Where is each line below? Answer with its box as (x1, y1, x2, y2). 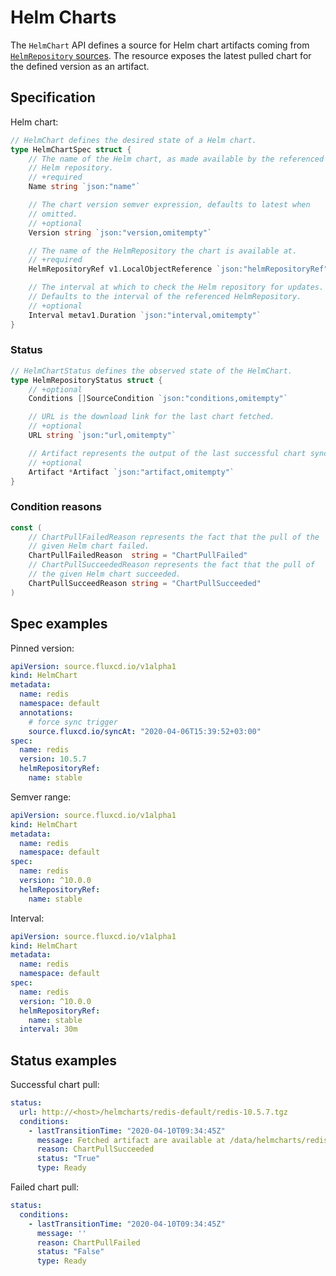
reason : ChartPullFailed (36, 1237, 141, 1248)
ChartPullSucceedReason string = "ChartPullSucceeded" (28, 578, 262, 588)
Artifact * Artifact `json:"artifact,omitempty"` (28, 467, 235, 477)
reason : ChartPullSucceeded (36, 1144, 155, 1155)
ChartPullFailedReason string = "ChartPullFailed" (28, 551, 248, 561)
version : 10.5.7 (19, 754, 87, 765)
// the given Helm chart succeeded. (28, 569, 182, 580)
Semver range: (10, 791, 72, 803)
